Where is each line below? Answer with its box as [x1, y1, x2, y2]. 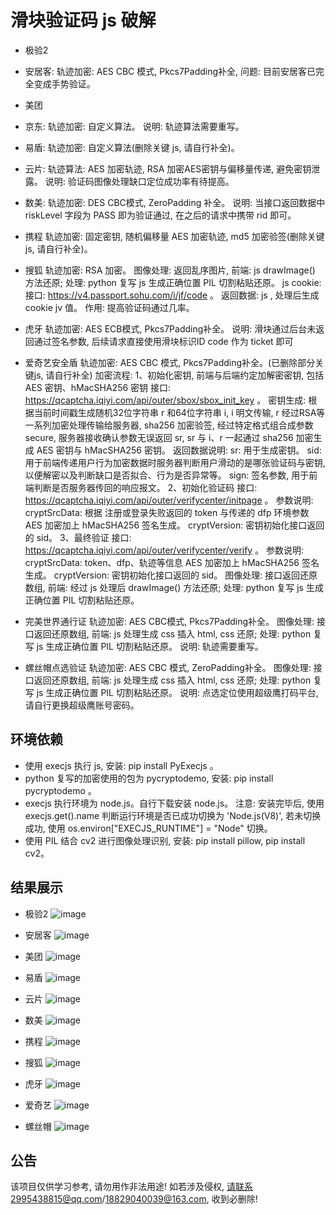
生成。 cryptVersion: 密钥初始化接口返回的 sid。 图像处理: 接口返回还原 [24, 569, 318, 581]
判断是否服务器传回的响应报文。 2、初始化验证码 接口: [33, 481, 258, 493]
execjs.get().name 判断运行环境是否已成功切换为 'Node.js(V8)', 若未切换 [24, 809, 322, 821]
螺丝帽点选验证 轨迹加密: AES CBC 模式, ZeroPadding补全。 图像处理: [24, 661, 312, 673]
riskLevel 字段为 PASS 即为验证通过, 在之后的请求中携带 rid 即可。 [24, 209, 297, 221]
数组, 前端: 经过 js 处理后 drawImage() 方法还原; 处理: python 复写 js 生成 [24, 581, 324, 593]
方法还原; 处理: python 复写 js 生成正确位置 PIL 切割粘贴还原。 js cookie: [24, 276, 322, 288]
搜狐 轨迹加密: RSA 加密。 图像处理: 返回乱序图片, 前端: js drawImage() [24, 264, 316, 276]
